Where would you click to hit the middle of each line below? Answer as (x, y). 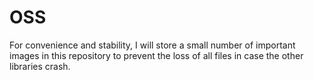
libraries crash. (40, 66)
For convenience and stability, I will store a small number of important (152, 45)
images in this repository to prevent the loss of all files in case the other (156, 55)
